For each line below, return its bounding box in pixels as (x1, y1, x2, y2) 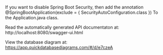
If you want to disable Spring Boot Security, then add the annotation (5, 4, 144, 10)
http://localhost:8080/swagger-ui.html (5, 30, 83, 35)
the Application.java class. (5, 15, 58, 20)
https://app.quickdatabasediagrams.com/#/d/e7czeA (5, 45, 113, 50)
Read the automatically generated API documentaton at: (5, 24, 119, 30)
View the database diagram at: (5, 39, 68, 45)
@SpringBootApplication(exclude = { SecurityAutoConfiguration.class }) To (5, 9, 159, 15)
